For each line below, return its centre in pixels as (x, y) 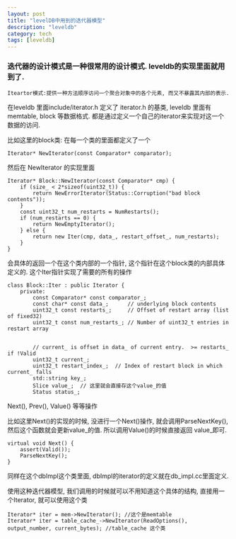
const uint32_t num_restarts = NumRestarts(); (90, 212)
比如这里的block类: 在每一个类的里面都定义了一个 (79, 140)
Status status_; (57, 392)
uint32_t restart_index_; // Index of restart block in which (128, 366)
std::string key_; (60, 379)
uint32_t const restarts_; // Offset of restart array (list (131, 310)
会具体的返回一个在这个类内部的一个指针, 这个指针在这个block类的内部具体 (116, 263)
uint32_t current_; (61, 360)
